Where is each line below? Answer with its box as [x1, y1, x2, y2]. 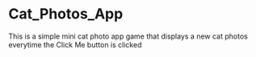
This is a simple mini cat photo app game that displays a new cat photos [8, 31, 248, 41]
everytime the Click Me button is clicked [8, 39, 142, 49]
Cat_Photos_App [8, 5, 124, 23]
